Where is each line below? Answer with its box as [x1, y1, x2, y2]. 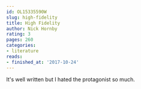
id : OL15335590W [6, 8, 47, 15]
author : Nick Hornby [6, 25, 58, 32]
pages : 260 [6, 37, 34, 43]
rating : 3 [6, 31, 31, 37]
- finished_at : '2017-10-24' [6, 59, 79, 65]
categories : [6, 43, 36, 49]
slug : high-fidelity [6, 14, 58, 20]
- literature [6, 48, 39, 54]
